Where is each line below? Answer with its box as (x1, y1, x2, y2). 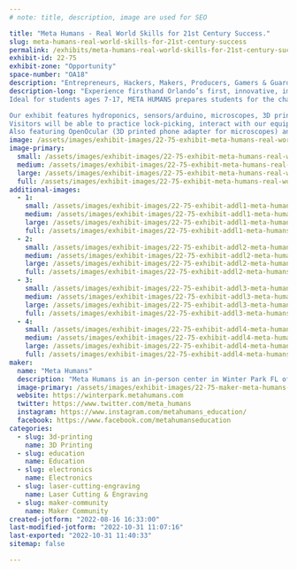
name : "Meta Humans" (17, 366, 93, 375)
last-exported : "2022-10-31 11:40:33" (9, 531, 152, 541)
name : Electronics (25, 473, 93, 483)
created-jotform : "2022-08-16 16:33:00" (9, 515, 161, 524)
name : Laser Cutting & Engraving (25, 489, 148, 499)
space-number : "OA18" (9, 70, 89, 80)
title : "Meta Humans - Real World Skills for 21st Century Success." (9, 28, 271, 38)
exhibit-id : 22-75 (9, 54, 77, 63)
